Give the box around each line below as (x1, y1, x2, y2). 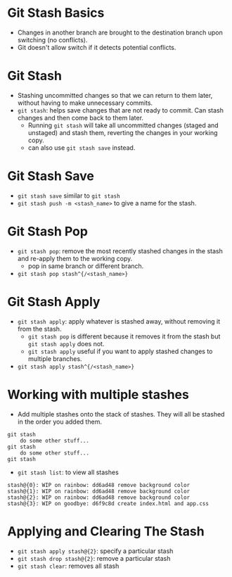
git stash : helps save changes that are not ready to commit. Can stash (17, 106, 224, 114)
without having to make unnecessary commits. (17, 99, 153, 107)
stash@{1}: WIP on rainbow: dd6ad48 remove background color (7, 488, 191, 495)
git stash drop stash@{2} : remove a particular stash (17, 554, 171, 562)
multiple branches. (27, 354, 82, 363)
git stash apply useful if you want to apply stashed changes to (27, 347, 213, 355)
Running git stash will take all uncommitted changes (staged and (27, 121, 219, 129)
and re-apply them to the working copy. (17, 254, 133, 262)
